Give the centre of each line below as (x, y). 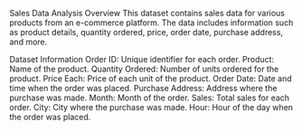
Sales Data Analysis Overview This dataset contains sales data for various (147, 13)
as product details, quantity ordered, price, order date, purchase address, (146, 32)
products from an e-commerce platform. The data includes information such (151, 23)
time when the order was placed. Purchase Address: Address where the (143, 88)
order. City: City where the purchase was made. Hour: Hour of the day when (151, 107)
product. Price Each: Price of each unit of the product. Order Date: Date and (151, 79)
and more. (28, 42)
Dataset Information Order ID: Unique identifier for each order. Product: (142, 59)
